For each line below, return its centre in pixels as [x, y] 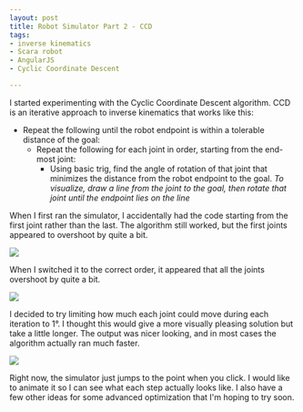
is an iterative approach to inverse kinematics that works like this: [132, 112]
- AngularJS [32, 60]
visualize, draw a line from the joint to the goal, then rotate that [168, 188]
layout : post [34, 18]
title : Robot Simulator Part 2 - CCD [81, 26]
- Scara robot [36, 52]
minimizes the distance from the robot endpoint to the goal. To [167, 178]
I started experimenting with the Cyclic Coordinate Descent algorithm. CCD [150, 102]
